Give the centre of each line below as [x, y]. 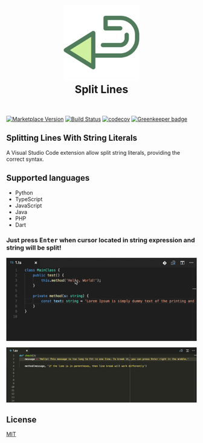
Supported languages [48, 178]
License [21, 420]
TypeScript [29, 199]
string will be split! [34, 248]
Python [24, 192]
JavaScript [28, 205]
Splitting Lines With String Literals [72, 138]
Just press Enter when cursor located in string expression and [101, 241]
